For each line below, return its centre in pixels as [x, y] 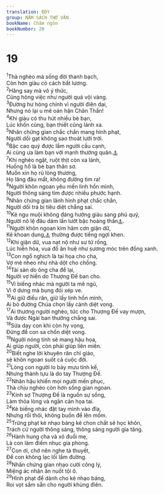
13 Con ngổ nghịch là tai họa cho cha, [52, 255]
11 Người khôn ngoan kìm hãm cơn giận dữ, [59, 228]
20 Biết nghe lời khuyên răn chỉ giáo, [51, 353]
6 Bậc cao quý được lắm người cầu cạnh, [56, 145]
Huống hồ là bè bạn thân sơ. [41, 166]
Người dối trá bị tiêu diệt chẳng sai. [50, 207]
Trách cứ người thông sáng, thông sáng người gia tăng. [75, 429]
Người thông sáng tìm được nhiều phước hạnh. [64, 193]
